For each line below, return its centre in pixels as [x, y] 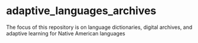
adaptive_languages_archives [81, 11]
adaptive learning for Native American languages [66, 33]
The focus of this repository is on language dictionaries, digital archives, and [99, 27]
